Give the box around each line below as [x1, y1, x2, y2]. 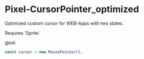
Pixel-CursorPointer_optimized [5, 4, 139, 15]
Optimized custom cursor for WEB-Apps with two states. [5, 20, 124, 26]
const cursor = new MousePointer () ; [5, 49, 83, 54]
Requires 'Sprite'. [5, 30, 41, 36]
